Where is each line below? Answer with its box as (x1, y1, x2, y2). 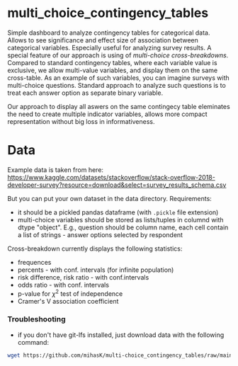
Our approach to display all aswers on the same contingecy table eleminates (7, 102, 230, 110)
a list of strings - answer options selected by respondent (17, 230, 183, 239)
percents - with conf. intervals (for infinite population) (17, 265, 174, 274)
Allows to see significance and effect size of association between (7, 35, 198, 44)
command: (17, 338, 50, 346)
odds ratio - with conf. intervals (17, 280, 110, 289)
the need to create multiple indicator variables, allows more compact (7, 110, 208, 118)
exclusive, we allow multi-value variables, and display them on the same (7, 66, 218, 74)
